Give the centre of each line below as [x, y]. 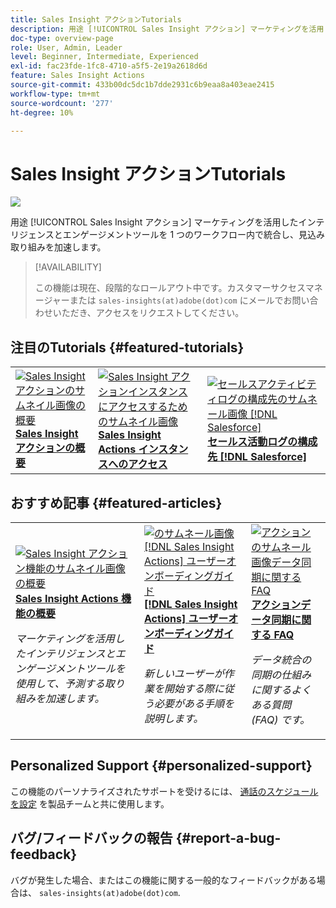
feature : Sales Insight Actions [77, 76]
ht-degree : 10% [42, 112]
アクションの [45, 448]
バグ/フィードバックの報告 [91, 838]
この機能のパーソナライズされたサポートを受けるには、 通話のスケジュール [164, 791]
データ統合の [281, 659]
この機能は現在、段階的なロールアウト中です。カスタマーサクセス [170, 288]
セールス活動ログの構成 [262, 442]
